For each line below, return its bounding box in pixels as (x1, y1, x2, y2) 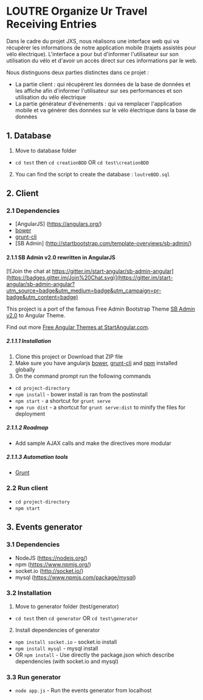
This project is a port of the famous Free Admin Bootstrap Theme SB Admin (6, 305, 196, 312)
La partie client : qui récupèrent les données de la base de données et (15, 81, 191, 88)
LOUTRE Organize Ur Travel (6, 4, 148, 18)
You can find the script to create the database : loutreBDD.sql (15, 170, 170, 178)
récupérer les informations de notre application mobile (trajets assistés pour (6, 44, 196, 51)
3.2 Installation (6, 589, 52, 597)
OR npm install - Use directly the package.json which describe (15, 651, 174, 659)
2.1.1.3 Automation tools (6, 453, 69, 461)
